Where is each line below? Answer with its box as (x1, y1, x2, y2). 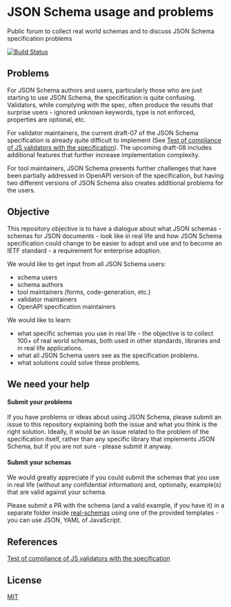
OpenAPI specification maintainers (17, 302, 116, 310)
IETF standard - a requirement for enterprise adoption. (7, 246, 162, 255)
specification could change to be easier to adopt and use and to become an (7, 239, 223, 247)
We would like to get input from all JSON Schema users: (7, 259, 166, 268)
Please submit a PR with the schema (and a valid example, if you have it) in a (7, 501, 225, 510)
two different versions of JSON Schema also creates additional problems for (7, 179, 224, 187)
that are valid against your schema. (7, 488, 107, 497)
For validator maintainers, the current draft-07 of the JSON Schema (7, 128, 199, 137)
